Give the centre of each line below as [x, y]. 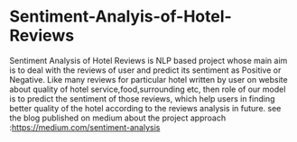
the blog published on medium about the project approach [118, 118]
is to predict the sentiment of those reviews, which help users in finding [142, 98]
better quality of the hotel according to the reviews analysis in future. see [145, 108]
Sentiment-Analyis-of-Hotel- [121, 17]
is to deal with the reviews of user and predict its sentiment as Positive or [145, 70]
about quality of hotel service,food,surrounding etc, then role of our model [148, 89]
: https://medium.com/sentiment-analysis [85, 127]
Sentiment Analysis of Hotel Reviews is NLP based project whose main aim [148, 60]
